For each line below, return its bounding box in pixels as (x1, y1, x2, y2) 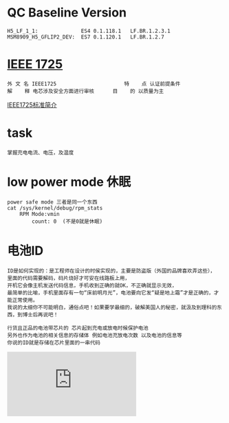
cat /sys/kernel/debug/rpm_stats (7, 204, 103, 211)
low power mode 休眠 (7, 174, 131, 190)
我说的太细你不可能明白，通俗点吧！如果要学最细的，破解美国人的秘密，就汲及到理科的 (7, 304, 217, 311)
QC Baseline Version (7, 5, 127, 21)
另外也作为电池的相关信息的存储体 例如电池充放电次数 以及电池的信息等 (7, 332, 182, 338)
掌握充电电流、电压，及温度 (7, 149, 74, 156)
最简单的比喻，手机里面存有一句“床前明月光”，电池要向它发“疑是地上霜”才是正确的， (7, 289, 215, 296)
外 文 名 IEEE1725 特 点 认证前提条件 (7, 80, 181, 87)
